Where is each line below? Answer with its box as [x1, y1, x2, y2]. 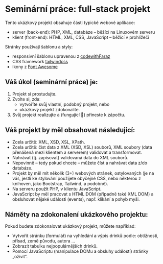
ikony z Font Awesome [12, 64, 58, 70]
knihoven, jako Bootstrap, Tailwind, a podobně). [12, 180, 109, 187]
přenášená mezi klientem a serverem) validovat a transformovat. [12, 149, 142, 155]
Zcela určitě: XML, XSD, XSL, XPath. [12, 139, 85, 145]
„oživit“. [12, 254, 28, 260]
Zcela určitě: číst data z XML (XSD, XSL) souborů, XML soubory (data [12, 144, 153, 150]
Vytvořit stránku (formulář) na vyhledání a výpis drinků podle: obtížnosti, [12, 233, 159, 239]
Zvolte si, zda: [12, 96, 41, 102]
